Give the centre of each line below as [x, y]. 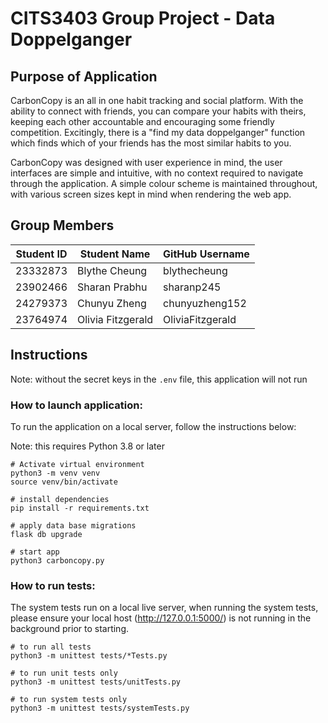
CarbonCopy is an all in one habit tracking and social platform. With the [157, 100]
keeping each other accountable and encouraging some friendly [142, 121]
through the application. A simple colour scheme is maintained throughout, [164, 183]
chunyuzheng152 [205, 303]
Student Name [115, 254]
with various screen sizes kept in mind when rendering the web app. [151, 194]
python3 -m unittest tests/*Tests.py [89, 656]
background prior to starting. [70, 629]
